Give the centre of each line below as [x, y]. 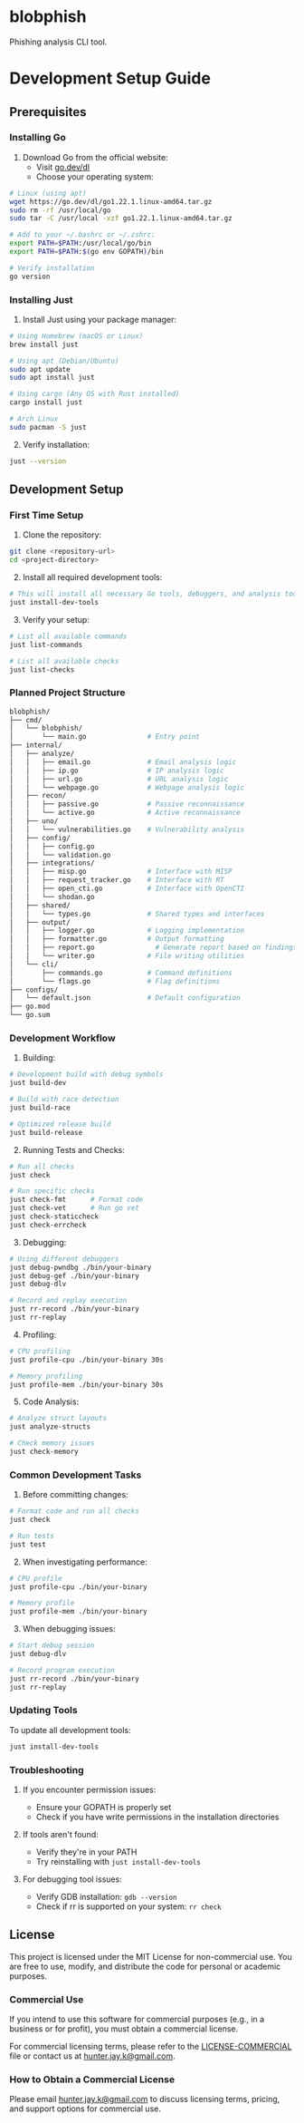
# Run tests [32, 1536]
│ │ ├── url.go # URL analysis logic [119, 779]
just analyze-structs [50, 1427]
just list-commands [46, 645]
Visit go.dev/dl [63, 167]
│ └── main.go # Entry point [105, 737]
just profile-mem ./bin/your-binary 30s [87, 1384]
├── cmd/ [26, 720]
